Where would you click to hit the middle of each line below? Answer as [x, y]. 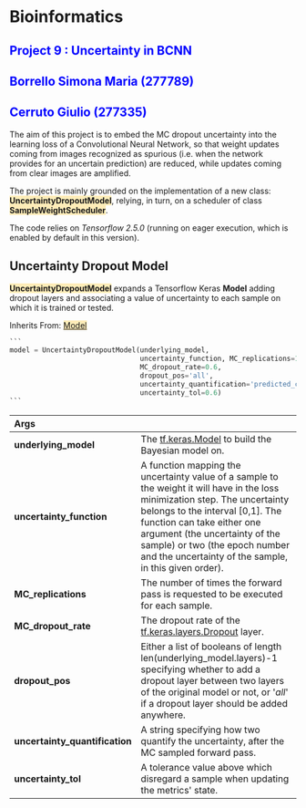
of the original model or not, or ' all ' [214, 692]
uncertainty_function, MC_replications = [218, 359]
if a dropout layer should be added [214, 703]
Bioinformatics [66, 17]
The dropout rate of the [191, 620]
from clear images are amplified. [70, 173]
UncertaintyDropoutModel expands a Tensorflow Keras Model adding [143, 288]
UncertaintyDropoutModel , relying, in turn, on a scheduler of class [136, 200]
